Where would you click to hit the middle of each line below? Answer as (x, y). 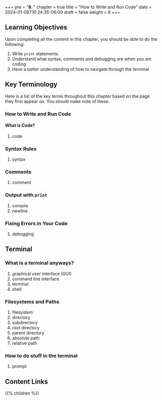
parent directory (28, 333)
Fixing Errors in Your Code (36, 223)
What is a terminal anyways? (39, 263)
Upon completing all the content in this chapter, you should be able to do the (81, 39)
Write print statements (35, 53)
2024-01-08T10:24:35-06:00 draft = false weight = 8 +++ (63, 12)
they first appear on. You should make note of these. (57, 101)
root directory (26, 328)
